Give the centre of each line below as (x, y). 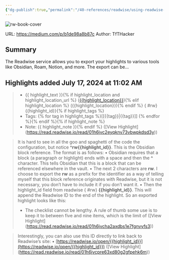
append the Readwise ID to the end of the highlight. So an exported (87, 195)
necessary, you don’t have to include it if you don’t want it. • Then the (90, 185)
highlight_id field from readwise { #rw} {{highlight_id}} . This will (84, 190)
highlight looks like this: (42, 201)
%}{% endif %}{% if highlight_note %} (65, 121)
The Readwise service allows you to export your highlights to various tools (82, 62)
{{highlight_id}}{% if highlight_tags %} (65, 111)
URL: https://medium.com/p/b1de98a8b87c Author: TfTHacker (70, 34)
